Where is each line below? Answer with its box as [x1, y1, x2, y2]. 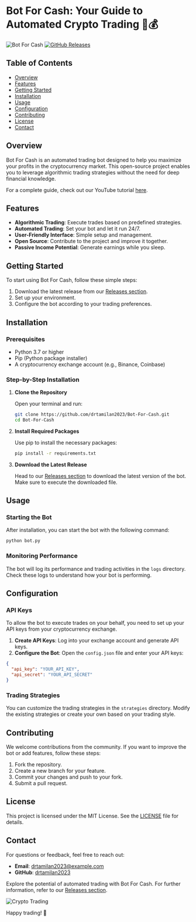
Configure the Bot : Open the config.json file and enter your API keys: [14, 650, 184, 657]
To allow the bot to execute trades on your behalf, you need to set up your [6, 620, 184, 627]
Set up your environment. [14, 294, 76, 301]
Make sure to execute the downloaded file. [14, 479, 118, 486]
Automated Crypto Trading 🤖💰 [6, 18, 159, 31]
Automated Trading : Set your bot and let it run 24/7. [14, 225, 140, 233]
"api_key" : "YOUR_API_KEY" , [11, 667, 80, 672]
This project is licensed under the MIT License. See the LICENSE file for [6, 812, 179, 819]
